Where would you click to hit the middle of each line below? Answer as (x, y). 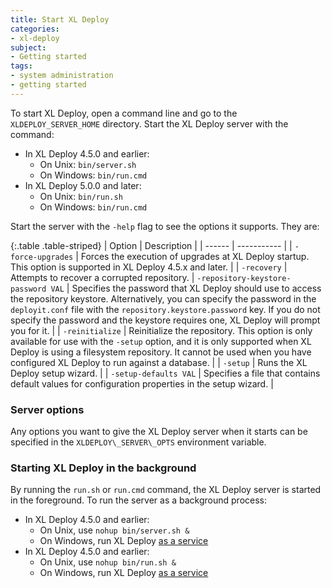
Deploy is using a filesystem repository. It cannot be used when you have (161, 352)
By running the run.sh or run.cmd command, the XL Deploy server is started (166, 490)
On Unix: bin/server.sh (88, 164)
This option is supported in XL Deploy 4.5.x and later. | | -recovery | (149, 267)
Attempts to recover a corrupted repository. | (102, 277)
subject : (28, 47)
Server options (47, 409)
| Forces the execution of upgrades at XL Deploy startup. (192, 256)
